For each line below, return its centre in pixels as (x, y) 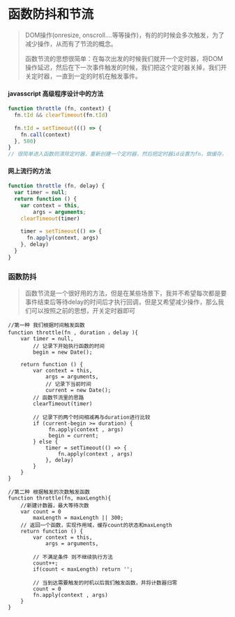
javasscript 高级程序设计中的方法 (56, 93)
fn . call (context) (46, 135)
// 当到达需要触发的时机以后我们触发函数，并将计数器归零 (105, 583)
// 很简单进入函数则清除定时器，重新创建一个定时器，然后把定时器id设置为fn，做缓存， (117, 154)
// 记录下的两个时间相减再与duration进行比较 (92, 418)
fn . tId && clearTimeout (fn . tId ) (61, 115)
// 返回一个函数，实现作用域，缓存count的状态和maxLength (97, 525)
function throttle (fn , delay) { (56, 186)
